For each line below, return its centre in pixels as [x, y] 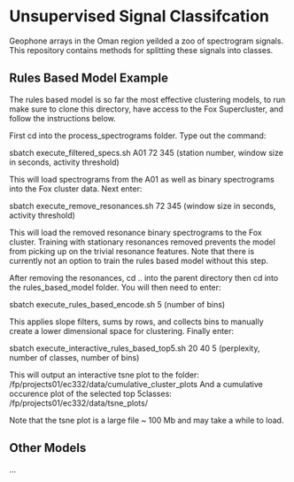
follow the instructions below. [63, 118]
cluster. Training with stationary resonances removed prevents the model [143, 242]
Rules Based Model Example [89, 78]
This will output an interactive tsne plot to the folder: [104, 375]
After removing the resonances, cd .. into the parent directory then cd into [144, 277]
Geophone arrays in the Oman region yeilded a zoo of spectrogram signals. [147, 41]
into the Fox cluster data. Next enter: [76, 189]
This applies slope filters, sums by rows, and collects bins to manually [136, 322]
